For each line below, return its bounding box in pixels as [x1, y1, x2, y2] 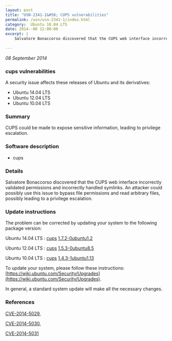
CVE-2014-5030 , [5, 320, 41, 326]
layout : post [5, 7, 33, 13]
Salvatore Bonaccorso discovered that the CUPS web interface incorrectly [5, 179, 162, 185]
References [5, 298, 35, 306]
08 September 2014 [5, 55, 47, 61]
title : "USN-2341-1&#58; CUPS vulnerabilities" [5, 12, 109, 17]
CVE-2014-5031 [5, 330, 39, 336]
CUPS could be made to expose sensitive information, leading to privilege [5, 125, 161, 131]
